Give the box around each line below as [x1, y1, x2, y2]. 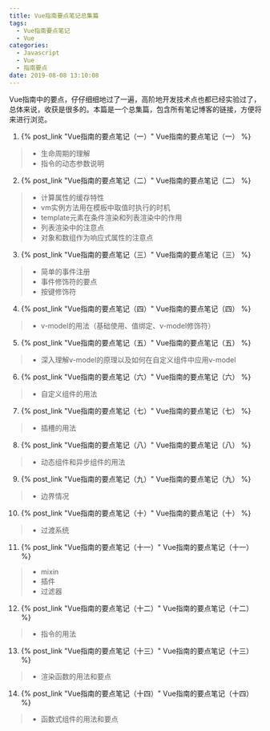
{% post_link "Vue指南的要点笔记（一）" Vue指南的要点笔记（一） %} [20, 131, 252, 141]
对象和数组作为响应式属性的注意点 [40, 232, 154, 242]
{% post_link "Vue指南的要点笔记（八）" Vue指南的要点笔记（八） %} [20, 440, 252, 450]
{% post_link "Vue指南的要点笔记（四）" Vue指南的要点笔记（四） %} [20, 304, 252, 313]
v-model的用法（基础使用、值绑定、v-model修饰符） [40, 321, 216, 330]
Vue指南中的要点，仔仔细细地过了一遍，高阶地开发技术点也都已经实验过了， [9, 94, 261, 104]
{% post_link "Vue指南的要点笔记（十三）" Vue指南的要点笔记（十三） [20, 646, 254, 656]
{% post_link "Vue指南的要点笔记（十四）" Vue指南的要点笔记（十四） [20, 689, 254, 698]
